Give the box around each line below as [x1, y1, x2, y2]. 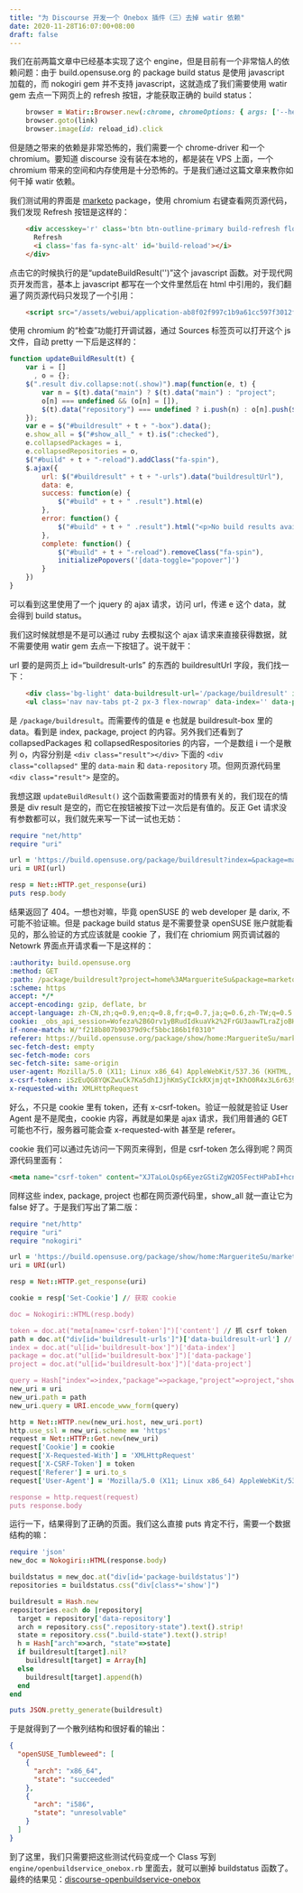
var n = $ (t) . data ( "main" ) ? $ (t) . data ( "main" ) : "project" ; [41, 387, 277, 397]
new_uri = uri [9, 1385, 63, 1394]
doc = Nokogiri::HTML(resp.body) [9, 1310, 135, 1319]
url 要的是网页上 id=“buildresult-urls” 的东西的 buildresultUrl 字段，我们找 [9, 659, 282, 670]
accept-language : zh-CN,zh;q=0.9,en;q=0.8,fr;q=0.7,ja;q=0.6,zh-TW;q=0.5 [9, 1009, 293, 1018]
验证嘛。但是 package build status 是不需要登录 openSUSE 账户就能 [32, 918, 286, 928]
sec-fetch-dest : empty [9, 1042, 95, 1051]
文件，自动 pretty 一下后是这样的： [9, 336, 139, 348]
